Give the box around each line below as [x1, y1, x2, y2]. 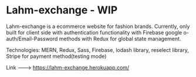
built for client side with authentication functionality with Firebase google [6, 29, 183, 36]
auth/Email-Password [6, 35, 58, 42]
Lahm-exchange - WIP [6, 3, 118, 17]
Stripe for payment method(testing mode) [6, 52, 107, 60]
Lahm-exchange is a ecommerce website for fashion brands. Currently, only [6, 23, 190, 30]
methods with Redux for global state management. [59, 35, 181, 42]
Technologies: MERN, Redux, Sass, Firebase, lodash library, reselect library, [6, 46, 189, 53]
